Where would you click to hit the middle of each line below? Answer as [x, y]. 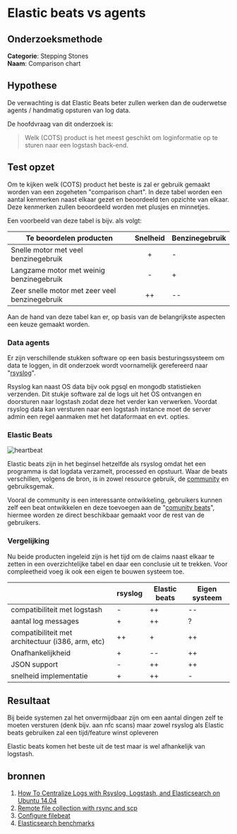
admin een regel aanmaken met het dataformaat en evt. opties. [99, 416]
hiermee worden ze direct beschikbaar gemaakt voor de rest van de [106, 515]
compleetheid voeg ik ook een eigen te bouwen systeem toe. [96, 571]
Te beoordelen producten [69, 238]
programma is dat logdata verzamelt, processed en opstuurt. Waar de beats [117, 472]
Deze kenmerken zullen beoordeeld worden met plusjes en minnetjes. [109, 207]
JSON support [35, 664]
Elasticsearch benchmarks [56, 823]
